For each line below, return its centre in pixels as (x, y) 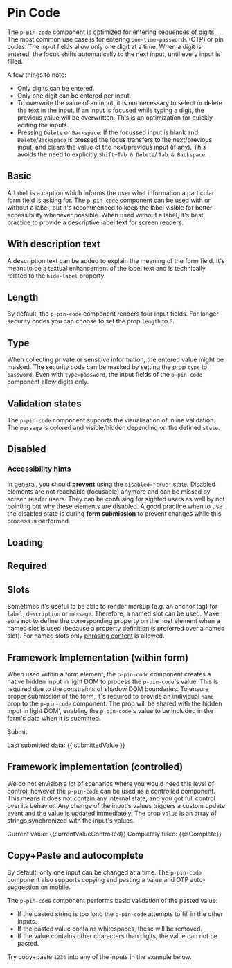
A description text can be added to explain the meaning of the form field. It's (116, 260)
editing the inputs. (43, 125)
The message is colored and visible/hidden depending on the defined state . (114, 428)
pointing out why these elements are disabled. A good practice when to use (115, 506)
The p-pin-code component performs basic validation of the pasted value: (113, 900)
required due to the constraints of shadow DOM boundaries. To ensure (108, 689)
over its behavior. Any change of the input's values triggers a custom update (116, 805)
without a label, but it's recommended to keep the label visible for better (110, 207)
